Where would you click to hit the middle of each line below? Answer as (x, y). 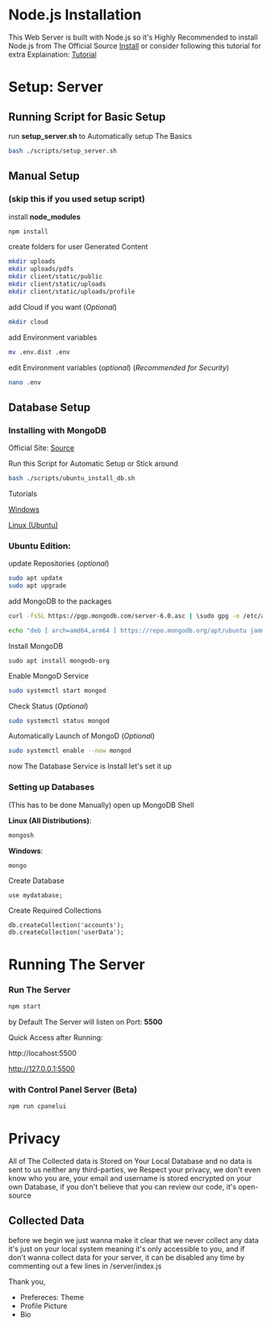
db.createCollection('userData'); (67, 933)
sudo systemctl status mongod (59, 721)
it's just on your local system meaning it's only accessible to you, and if (127, 1249)
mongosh (21, 835)
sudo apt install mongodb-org (59, 661)
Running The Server (77, 964)
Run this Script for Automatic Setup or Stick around (94, 464)
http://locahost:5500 (42, 1053)
